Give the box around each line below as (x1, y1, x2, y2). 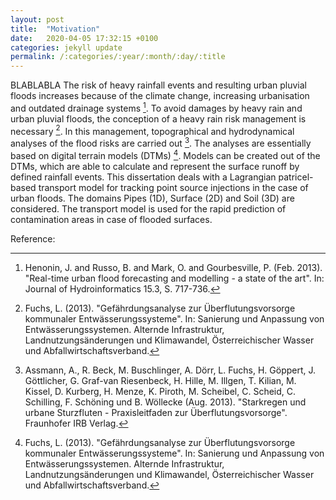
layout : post (10, 14, 65, 25)
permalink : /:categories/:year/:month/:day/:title (10, 52, 226, 62)
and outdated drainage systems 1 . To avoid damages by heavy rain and (10, 101, 303, 114)
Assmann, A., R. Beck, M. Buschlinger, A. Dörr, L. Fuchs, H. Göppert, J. (24, 364, 317, 376)
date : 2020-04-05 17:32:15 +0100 (10, 33, 159, 43)
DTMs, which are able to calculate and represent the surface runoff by (10, 160, 300, 172)
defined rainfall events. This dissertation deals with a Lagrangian (10, 171, 277, 183)
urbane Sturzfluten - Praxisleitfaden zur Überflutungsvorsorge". (24, 406, 288, 418)
